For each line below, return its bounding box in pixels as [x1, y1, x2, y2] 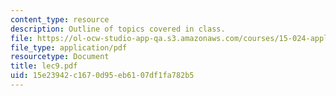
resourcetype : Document [10, 52, 110, 62]
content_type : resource [10, 14, 110, 25]
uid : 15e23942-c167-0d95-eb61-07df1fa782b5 [10, 71, 195, 81]
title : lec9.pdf [10, 61, 78, 71]
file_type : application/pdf [10, 42, 128, 53]
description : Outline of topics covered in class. [10, 24, 226, 34]
